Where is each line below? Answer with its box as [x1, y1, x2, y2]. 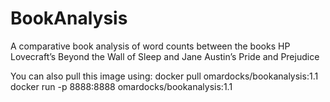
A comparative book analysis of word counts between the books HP [10, 40, 291, 52]
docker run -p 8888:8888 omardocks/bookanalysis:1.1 [10, 80, 233, 92]
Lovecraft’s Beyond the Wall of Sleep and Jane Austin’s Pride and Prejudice [10, 50, 320, 62]
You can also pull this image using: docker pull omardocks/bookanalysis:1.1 [10, 70, 319, 82]
